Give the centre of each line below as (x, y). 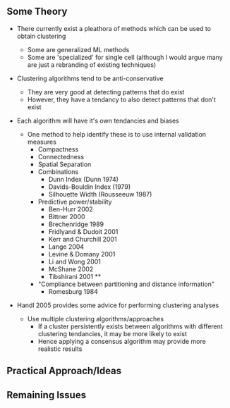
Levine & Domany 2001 (82, 254)
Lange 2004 (66, 247)
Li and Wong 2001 (75, 261)
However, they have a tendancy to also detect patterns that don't (122, 99)
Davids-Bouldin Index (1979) (90, 187)
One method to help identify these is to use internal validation (116, 134)
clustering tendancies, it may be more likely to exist (113, 333)
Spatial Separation (65, 164)
